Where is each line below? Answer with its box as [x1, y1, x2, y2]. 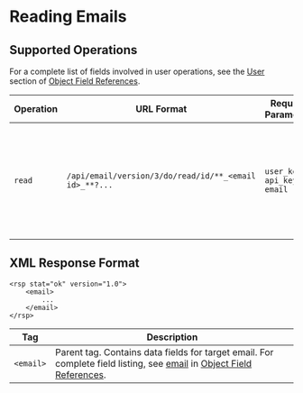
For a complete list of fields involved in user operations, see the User [9, 66, 265, 77]
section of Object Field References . [9, 76, 141, 87]
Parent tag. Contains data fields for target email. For [55, 345, 274, 358]
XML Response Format [9, 255, 140, 271]
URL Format [134, 103, 188, 114]
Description [146, 331, 198, 343]
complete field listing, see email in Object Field [55, 357, 252, 370]
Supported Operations [9, 42, 138, 58]
